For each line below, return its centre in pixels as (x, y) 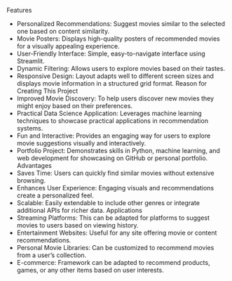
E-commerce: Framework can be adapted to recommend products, (114, 262)
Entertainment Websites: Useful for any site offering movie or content (117, 233)
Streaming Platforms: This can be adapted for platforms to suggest (113, 218)
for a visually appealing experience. (68, 46)
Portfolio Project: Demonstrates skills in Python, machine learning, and (118, 151)
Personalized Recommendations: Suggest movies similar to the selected (121, 24)
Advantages (34, 165)
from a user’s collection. (52, 255)
